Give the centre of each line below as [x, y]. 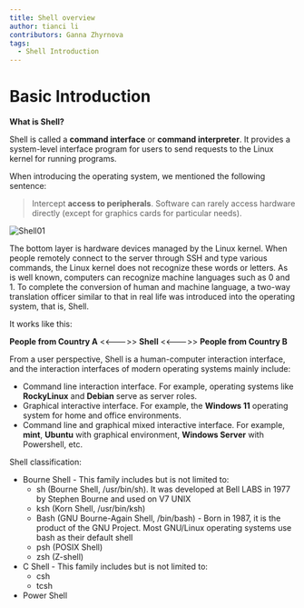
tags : [20, 43]
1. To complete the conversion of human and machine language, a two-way [150, 287]
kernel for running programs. [63, 159]
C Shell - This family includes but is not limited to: [115, 567]
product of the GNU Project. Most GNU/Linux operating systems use [164, 528]
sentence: [28, 186]
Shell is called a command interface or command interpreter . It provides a [150, 140]
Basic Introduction [80, 97]
